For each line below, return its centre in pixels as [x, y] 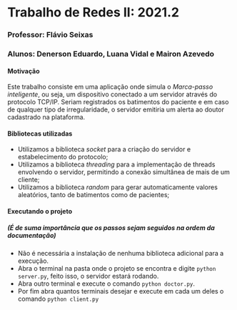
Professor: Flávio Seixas [50, 35]
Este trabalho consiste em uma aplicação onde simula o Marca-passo [110, 87]
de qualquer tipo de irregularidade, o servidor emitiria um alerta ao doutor [116, 110]
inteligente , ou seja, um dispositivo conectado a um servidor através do [112, 94]
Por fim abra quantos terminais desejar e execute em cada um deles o [121, 291]
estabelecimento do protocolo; [63, 157]
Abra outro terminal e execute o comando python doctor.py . [106, 284]
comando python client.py [58, 299]
